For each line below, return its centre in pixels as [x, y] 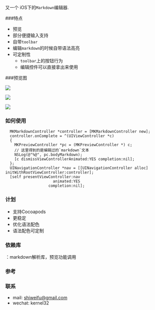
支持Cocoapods [29, 212]
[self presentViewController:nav [45, 177]
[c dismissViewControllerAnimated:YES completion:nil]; [75, 159]
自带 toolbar [25, 42]
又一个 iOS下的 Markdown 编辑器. [37, 7]
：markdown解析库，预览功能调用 [41, 257]
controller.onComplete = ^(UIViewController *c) [62, 136]
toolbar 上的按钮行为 [42, 61]
